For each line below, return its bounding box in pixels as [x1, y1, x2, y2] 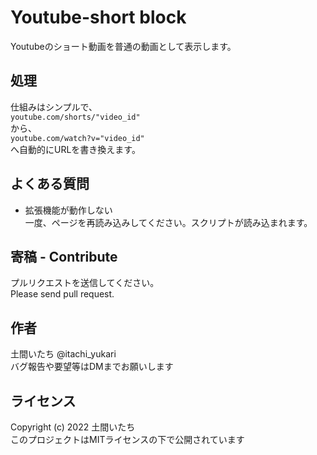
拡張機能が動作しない [24, 204, 113, 216]
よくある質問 [10, 176, 90, 193]
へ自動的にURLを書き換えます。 [10, 143, 141, 155]
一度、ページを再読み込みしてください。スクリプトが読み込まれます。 [24, 216, 313, 228]
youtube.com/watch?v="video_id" [10, 133, 145, 143]
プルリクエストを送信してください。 [10, 277, 160, 289]
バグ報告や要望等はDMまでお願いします [10, 361, 174, 373]
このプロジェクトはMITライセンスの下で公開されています [10, 434, 245, 445]
